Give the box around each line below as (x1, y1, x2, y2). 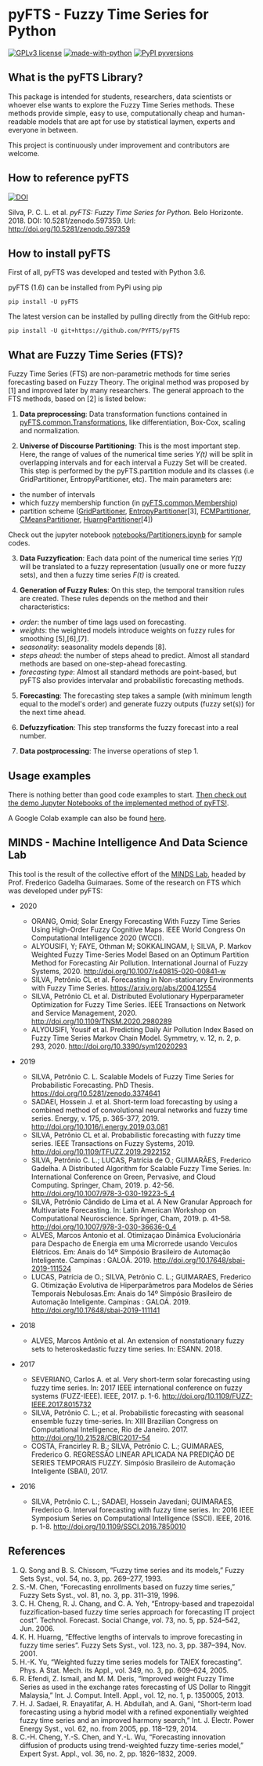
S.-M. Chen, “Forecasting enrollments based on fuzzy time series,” (19, 1582, 236, 1591)
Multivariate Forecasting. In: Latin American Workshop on (31, 1205, 217, 1214)
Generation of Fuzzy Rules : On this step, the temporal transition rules (19, 586, 245, 595)
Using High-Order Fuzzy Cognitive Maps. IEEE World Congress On (31, 925, 246, 934)
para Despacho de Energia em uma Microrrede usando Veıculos (31, 1239, 238, 1248)
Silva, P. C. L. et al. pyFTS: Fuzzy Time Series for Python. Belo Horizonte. (8, 207, 244, 217)
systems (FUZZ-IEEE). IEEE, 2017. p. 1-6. (31, 1391, 160, 1400)
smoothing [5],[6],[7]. (19, 634, 89, 644)
